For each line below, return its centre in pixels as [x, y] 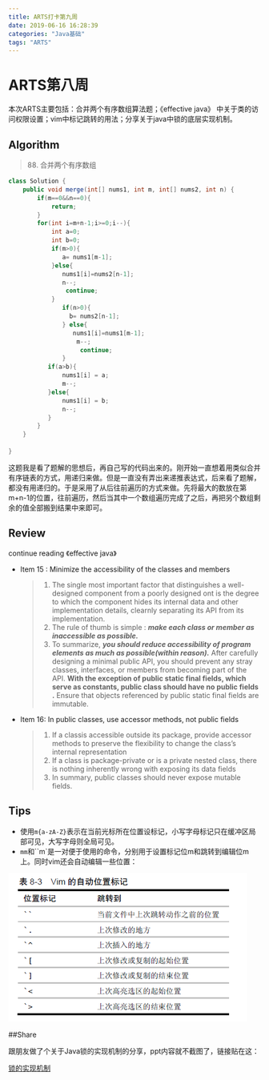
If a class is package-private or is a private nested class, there [155, 760]
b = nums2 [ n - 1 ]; [94, 316]
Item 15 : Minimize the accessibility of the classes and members [125, 569]
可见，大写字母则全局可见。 [72, 841]
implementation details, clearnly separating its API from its [148, 610]
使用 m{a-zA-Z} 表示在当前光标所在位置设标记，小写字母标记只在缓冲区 [134, 831]
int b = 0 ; [66, 240]
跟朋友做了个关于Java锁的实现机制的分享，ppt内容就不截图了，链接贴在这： [134, 1051]
